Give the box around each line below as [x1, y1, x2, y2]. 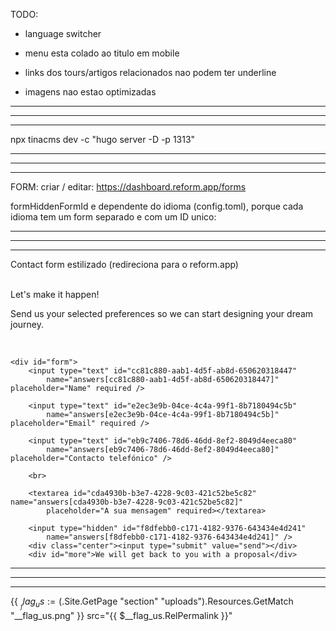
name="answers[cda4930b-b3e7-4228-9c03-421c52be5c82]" [10, 497, 244, 507]
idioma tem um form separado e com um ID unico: [10, 211, 217, 223]
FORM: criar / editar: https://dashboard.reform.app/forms [10, 181, 247, 193]
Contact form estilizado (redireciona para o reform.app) [10, 259, 239, 270]
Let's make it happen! [10, 289, 100, 300]
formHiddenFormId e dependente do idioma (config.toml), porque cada [10, 200, 304, 212]
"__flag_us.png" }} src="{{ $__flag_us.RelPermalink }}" [10, 610, 233, 622]
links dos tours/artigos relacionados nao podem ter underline [24, 67, 277, 78]
